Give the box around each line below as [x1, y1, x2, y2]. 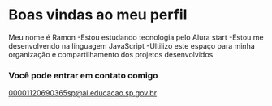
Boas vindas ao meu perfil [8, 6, 188, 24]
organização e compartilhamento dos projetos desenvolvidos [8, 49, 214, 59]
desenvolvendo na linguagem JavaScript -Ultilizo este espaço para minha [8, 40, 256, 50]
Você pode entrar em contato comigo [8, 70, 158, 81]
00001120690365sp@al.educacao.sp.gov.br [8, 88, 157, 98]
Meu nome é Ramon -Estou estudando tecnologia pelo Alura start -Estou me [8, 32, 264, 42]
